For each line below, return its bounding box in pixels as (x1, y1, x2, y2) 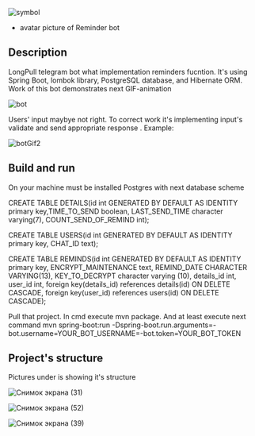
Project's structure (8, 352, 104, 365)
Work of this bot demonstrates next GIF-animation (8, 83, 172, 93)
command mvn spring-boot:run (8, 320, 111, 330)
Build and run (8, 161, 75, 175)
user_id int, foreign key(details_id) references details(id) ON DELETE (8, 279, 231, 289)
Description (8, 46, 67, 60)
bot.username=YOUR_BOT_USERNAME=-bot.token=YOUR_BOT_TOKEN (8, 328, 242, 338)
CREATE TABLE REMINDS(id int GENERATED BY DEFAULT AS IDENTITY (8, 254, 242, 264)
